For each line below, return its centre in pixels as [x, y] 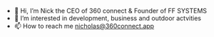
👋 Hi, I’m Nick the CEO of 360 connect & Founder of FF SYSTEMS [111, 11]
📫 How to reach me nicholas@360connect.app [84, 26]
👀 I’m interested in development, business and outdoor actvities [108, 18]
